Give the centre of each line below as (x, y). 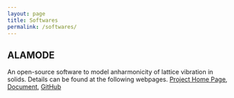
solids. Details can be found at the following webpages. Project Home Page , (117, 79)
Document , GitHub (34, 87)
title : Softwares (33, 20)
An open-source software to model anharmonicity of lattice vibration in (110, 72)
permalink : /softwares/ (42, 27)
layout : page (26, 14)
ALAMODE (31, 55)
